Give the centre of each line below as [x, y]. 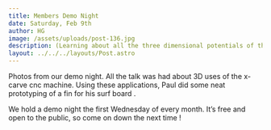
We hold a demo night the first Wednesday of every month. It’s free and [127, 109]
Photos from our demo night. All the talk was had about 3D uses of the [125, 76]
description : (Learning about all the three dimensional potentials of [131, 46]
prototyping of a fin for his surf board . [72, 93]
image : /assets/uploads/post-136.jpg [72, 38]
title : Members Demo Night [54, 16]
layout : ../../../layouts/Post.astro [72, 53]
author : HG [27, 31]
